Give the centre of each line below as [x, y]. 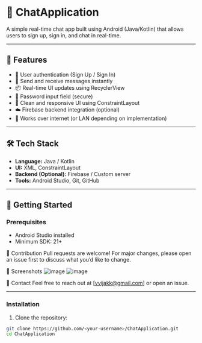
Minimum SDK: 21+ [38, 242]
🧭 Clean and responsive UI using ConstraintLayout [77, 102]
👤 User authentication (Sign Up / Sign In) [65, 74]
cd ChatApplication [31, 334]
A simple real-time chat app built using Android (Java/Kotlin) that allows [95, 29]
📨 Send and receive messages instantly [64, 81]
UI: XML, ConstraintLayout [48, 168]
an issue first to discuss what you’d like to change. [69, 260]
